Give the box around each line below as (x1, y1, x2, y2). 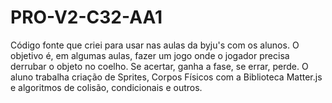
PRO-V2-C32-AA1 (10, 6, 163, 29)
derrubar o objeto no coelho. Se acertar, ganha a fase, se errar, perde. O (10, 60, 309, 72)
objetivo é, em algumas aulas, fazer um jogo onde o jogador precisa (10, 49, 290, 61)
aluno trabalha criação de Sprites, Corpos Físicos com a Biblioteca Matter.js (10, 71, 323, 83)
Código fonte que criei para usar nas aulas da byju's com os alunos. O (10, 39, 300, 51)
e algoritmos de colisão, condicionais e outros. (10, 81, 203, 93)
